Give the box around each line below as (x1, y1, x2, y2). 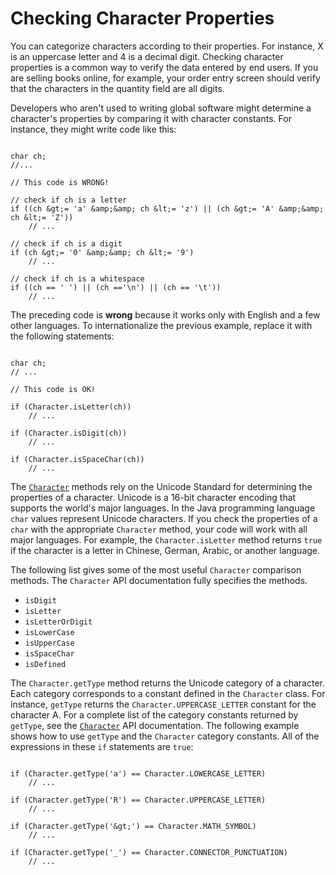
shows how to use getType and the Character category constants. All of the (10, 730, 320, 742)
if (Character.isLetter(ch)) (10, 402, 132, 412)
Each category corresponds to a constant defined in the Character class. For (10, 687, 326, 699)
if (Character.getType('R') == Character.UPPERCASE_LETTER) (10, 795, 267, 805)
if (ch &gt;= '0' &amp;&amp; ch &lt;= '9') (10, 247, 195, 257)
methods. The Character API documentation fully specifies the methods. (10, 574, 308, 586)
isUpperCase (24, 638, 75, 648)
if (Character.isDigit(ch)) (10, 428, 128, 438)
